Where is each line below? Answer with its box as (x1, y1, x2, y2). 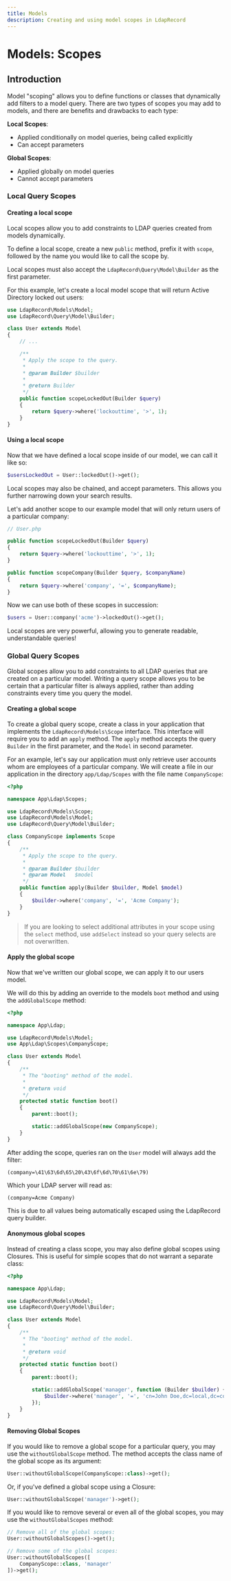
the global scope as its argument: (7, 1456, 102, 1465)
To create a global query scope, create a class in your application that (7, 720, 205, 728)
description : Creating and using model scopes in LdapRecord (7, 17, 186, 23)
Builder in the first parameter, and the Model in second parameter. (7, 741, 194, 750)
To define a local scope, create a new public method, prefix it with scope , (7, 244, 214, 253)
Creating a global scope (7, 705, 77, 713)
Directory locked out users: (7, 293, 85, 301)
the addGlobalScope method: (7, 996, 87, 1004)
